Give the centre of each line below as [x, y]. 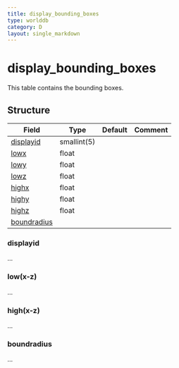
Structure [29, 110]
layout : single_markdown [44, 33]
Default [115, 130]
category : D [25, 27]
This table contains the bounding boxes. [66, 88]
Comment [151, 130]
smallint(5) [78, 142]
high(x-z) [24, 310]
